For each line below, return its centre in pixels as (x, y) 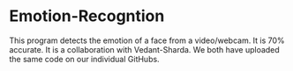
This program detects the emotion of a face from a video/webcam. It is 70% (147, 40)
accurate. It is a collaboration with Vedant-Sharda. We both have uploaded (144, 49)
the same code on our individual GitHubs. (85, 59)
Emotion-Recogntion (87, 16)
